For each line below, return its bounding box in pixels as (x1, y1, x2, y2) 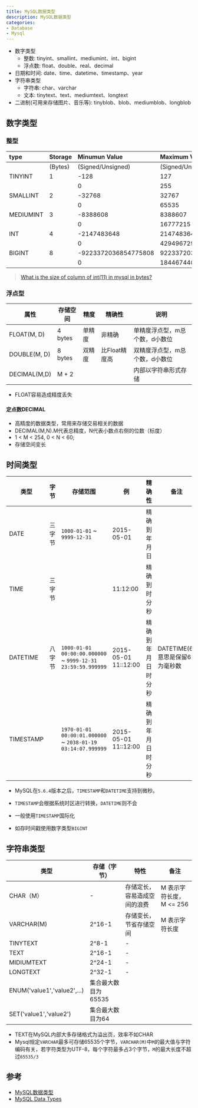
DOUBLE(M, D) (9, 350, 51, 358)
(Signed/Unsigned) (77, 163, 131, 171)
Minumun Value (77, 153, 123, 161)
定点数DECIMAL (6, 405, 46, 413)
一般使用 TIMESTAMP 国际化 (14, 812, 75, 819)
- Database (6, 25, 33, 31)
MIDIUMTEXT (9, 958, 47, 967)
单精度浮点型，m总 (133, 327, 187, 335)
